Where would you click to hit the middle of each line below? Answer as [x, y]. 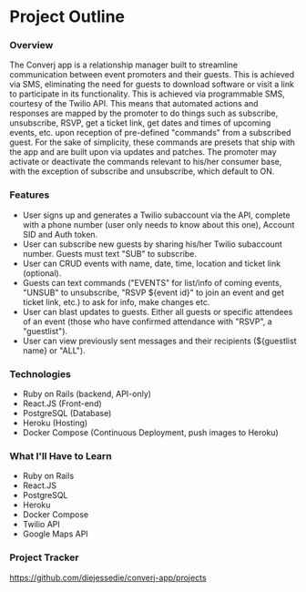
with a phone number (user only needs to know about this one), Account [158, 224]
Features [30, 195]
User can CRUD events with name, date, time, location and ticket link [151, 263]
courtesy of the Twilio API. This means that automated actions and [134, 104]
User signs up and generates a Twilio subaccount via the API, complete [156, 215]
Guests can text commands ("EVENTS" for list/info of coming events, [152, 282]
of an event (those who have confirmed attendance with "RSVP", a [148, 322]
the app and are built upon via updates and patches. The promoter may [143, 152]
